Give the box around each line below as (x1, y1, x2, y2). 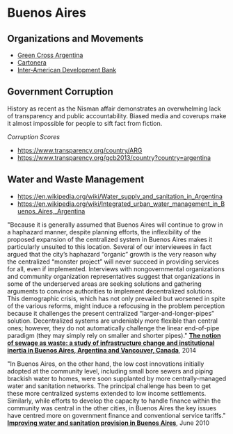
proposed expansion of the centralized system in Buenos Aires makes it (7, 235, 213, 243)
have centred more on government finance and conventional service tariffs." (7, 411, 226, 419)
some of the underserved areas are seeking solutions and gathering (7, 280, 202, 288)
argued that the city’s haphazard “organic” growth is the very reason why (7, 250, 217, 258)
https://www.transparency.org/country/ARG (17, 146, 143, 154)
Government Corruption (7, 86, 113, 98)
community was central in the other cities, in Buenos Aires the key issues (7, 403, 217, 412)
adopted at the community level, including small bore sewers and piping (7, 367, 214, 375)
